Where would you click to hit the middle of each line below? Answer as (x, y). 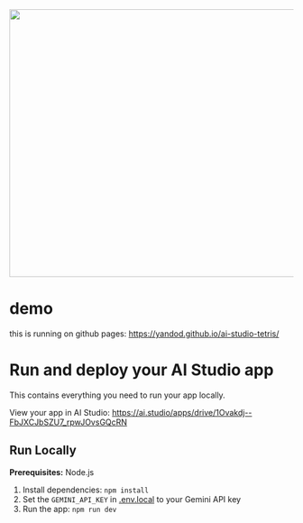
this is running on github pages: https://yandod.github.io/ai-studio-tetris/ (144, 334)
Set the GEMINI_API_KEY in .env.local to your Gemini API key (132, 499)
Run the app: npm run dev (69, 509)
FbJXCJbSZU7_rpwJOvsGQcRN (69, 422)
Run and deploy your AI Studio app (142, 370)
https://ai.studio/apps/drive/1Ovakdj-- (182, 412)
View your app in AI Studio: (60, 412)
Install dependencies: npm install (85, 490)
